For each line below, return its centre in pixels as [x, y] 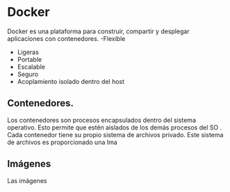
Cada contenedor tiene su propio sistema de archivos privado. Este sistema [115, 134]
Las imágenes [27, 180]
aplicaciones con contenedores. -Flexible [66, 38]
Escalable [31, 67]
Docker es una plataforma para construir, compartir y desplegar [98, 31]
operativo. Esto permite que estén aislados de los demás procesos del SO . [115, 127]
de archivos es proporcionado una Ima [63, 142]
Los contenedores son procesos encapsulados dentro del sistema [102, 120]
